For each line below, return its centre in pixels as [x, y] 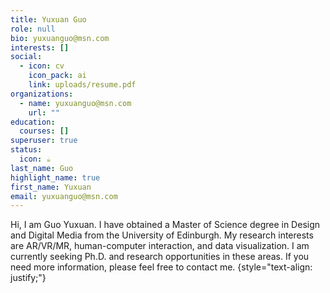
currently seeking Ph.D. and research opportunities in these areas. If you [160, 257]
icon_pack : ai [57, 76]
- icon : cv [42, 66]
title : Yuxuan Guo [48, 19]
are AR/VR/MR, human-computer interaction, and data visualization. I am [160, 246]
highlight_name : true [55, 177]
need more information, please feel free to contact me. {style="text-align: [161, 267]
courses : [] [44, 131]
